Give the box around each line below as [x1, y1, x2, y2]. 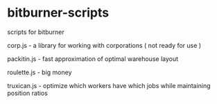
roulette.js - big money [7, 68, 72, 76]
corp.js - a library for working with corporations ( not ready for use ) [7, 41, 202, 49]
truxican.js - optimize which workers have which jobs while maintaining [7, 81, 211, 89]
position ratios [7, 89, 49, 97]
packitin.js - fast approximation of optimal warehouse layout [7, 54, 179, 63]
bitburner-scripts [7, 5, 110, 21]
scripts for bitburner [7, 28, 64, 36]
